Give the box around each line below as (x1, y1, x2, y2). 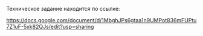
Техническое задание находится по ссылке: (6, 5, 120, 12)
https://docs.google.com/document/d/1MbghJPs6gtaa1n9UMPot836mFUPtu (6, 17, 197, 23)
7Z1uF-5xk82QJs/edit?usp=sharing (6, 23, 94, 30)
